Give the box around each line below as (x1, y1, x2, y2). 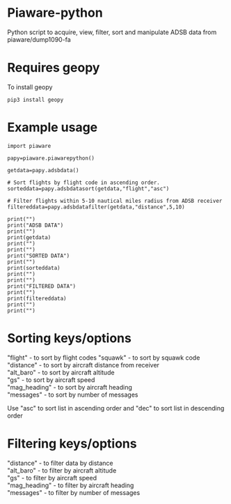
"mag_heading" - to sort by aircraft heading (7, 383, 132, 391)
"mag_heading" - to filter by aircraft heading (7, 481, 134, 489)
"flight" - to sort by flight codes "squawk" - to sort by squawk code (7, 353, 200, 362)
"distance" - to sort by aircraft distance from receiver (7, 360, 160, 369)
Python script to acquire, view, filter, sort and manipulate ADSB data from (7, 28, 217, 36)
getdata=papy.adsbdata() (7, 167, 79, 174)
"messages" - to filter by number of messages (7, 488, 141, 496)
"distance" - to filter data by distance (7, 459, 113, 467)
